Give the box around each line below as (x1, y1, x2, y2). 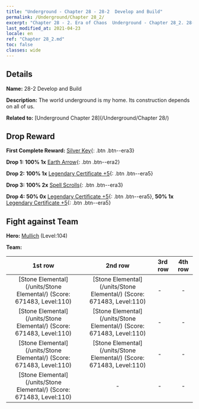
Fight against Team (6, 216, 79, 226)
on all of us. (6, 103, 35, 110)
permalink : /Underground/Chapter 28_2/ (6, 14, 105, 20)
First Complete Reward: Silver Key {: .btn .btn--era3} (6, 147, 135, 154)
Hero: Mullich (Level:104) (6, 232, 68, 239)
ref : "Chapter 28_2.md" (6, 36, 65, 42)
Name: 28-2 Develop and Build (6, 85, 82, 92)
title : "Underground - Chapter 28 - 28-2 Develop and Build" (6, 8, 163, 15)
